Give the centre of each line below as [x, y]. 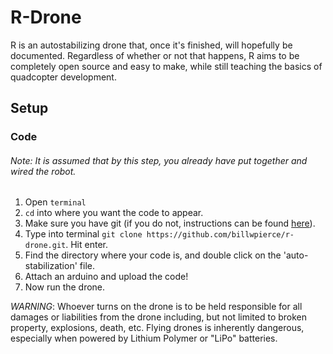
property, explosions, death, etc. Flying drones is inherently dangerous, [157, 328]
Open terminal [55, 202]
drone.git [45, 246]
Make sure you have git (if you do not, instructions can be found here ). [170, 223]
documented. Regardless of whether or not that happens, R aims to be [155, 55]
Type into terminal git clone [83, 234]
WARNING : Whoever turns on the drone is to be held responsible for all [156, 307]
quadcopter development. [63, 77]
